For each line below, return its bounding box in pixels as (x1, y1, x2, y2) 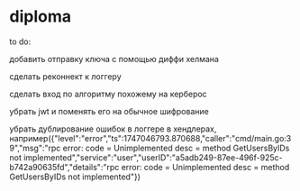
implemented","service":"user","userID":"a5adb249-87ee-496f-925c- (23, 151, 283, 163)
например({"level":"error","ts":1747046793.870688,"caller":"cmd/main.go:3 (9, 132, 292, 143)
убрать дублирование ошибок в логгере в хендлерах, (9, 123, 217, 134)
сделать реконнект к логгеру (9, 70, 122, 82)
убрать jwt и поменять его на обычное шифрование (9, 105, 209, 116)
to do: (9, 36, 32, 47)
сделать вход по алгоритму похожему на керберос (9, 88, 207, 99)
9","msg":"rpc (9, 142, 61, 153)
